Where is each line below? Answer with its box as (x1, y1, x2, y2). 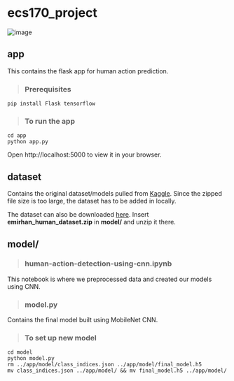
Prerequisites (24, 84, 71, 94)
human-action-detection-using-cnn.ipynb (24, 259, 172, 268)
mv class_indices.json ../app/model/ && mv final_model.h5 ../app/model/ (7, 367, 228, 375)
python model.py (7, 355, 55, 362)
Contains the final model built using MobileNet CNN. (7, 316, 158, 324)
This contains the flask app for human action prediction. (7, 66, 169, 75)
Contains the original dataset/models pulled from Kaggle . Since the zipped (7, 189, 223, 198)
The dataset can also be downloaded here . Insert (7, 210, 149, 219)
